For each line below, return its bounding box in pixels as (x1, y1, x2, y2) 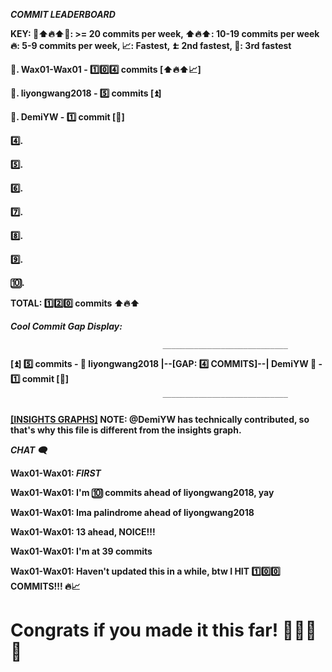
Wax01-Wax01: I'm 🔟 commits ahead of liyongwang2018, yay (10, 487, 275, 498)
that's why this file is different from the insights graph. (10, 424, 242, 436)
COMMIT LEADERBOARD (10, 9, 116, 20)
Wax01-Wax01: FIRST (10, 467, 102, 479)
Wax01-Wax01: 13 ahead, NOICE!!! (10, 526, 156, 538)
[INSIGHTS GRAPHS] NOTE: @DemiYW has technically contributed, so (10, 414, 310, 425)
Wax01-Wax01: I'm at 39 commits (10, 545, 153, 557)
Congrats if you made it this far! (10, 619, 279, 642)
